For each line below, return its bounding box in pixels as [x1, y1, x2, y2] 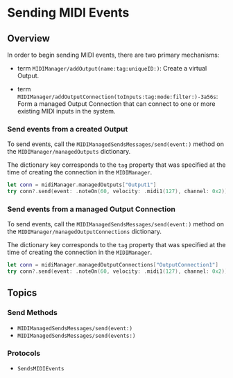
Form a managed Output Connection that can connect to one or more [17, 100, 216, 108]
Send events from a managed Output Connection [7, 204, 175, 214]
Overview [7, 33, 51, 44]
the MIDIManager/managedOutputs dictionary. [7, 147, 131, 156]
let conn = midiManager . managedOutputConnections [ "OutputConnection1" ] [7, 262, 218, 269]
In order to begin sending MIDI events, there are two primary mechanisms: [7, 51, 220, 59]
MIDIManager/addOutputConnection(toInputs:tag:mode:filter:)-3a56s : [17, 92, 218, 100]
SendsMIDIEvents [17, 366, 64, 372]
